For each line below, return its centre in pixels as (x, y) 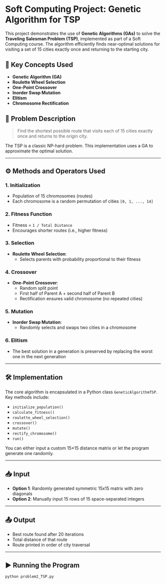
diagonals (22, 494)
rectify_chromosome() (34, 433)
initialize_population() (38, 407)
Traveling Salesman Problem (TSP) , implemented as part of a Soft (73, 39)
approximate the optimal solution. (39, 151)
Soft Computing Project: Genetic (73, 9)
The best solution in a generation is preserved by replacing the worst (83, 351)
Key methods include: (27, 397)
